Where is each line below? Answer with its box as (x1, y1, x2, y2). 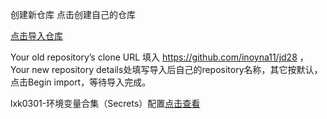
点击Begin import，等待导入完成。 (10, 76, 152, 88)
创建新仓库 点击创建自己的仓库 (10, 9, 136, 20)
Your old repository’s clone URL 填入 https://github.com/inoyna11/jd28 (10, 51, 298, 63)
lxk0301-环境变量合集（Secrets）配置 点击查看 (10, 98, 201, 109)
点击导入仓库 (10, 30, 63, 42)
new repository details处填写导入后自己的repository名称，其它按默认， (31, 64, 323, 75)
